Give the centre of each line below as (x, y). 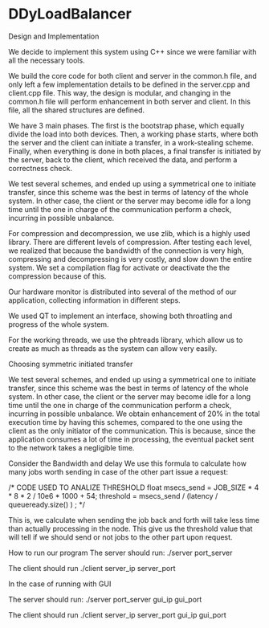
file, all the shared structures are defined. (77, 110)
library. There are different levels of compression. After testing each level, (130, 242)
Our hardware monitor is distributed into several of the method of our (122, 292)
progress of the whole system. (59, 324)
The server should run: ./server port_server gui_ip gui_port (105, 599)
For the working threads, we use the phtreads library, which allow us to (126, 340)
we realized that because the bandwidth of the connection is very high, (126, 251)
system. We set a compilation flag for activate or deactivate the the (119, 267)
